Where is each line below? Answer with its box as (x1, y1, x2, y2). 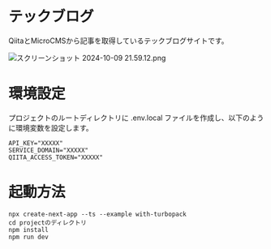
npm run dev (8, 233, 49, 241)
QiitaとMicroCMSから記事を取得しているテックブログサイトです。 (8, 36, 229, 45)
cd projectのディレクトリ (8, 218, 87, 227)
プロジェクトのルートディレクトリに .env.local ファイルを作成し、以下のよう (8, 113, 265, 122)
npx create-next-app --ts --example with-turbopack (8, 210, 187, 218)
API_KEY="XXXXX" (8, 139, 63, 147)
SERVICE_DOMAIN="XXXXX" (8, 146, 89, 154)
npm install (8, 225, 49, 234)
